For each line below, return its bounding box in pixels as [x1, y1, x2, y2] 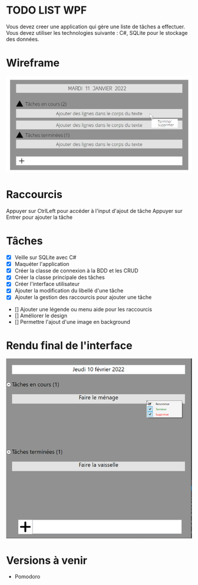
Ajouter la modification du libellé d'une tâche [14, 287, 124, 294]
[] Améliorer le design [14, 312, 68, 319]
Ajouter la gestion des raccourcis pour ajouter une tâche [14, 294, 152, 301]
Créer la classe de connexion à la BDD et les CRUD [14, 267, 138, 274]
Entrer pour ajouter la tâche [6, 213, 73, 221]
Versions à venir [6, 554, 87, 567]
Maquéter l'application [14, 261, 70, 268]
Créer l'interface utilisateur [14, 281, 80, 288]
